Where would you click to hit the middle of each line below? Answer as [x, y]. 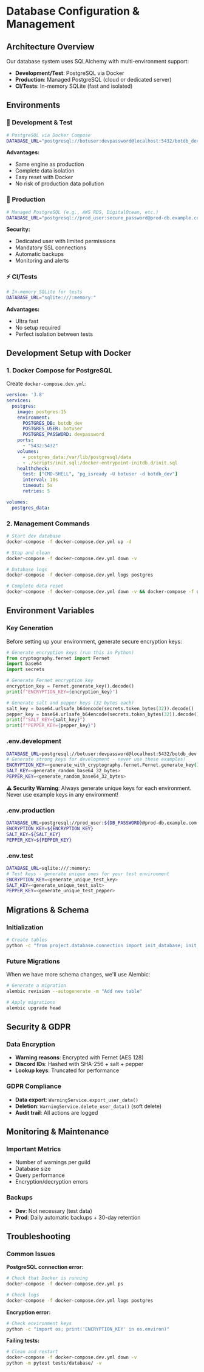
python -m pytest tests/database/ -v [54, 1363]
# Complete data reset [35, 586]
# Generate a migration [36, 986]
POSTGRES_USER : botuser [53, 429]
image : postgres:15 [42, 412]
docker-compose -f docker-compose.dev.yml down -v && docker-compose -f [100, 592]
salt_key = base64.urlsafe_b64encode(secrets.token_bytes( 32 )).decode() [100, 708]
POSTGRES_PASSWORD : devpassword [63, 435]
